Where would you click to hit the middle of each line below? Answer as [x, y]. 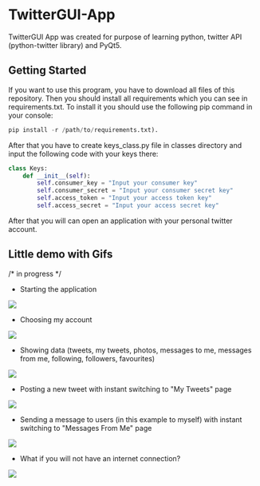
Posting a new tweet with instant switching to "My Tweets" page [126, 388]
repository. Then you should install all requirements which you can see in [128, 98]
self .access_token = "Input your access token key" [125, 198]
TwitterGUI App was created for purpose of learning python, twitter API [125, 37]
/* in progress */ [35, 273]
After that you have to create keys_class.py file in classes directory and [125, 145]
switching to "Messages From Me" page [86, 428]
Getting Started [47, 71]
